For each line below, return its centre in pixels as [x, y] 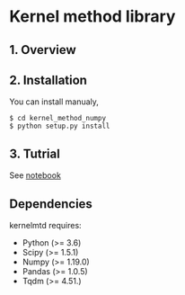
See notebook [35, 175]
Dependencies [51, 204]
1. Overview [43, 50]
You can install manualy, [54, 102]
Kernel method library [92, 17]
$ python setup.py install [60, 126]
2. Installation [48, 80]
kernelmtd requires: [46, 226]
